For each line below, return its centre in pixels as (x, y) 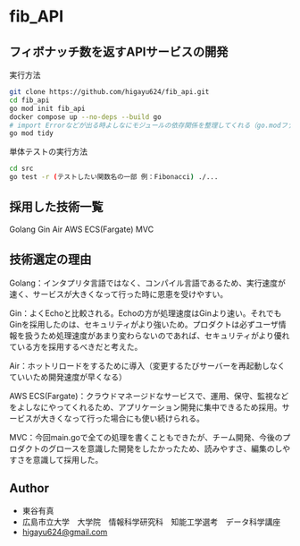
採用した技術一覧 (56, 207)
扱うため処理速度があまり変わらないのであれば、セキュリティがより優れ (157, 335)
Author (29, 488)
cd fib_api (29, 100)
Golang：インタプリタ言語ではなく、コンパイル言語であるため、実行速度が (147, 283)
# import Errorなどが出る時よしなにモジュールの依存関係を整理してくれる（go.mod (145, 125)
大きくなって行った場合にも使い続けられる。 (122, 418)
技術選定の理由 (50, 260)
